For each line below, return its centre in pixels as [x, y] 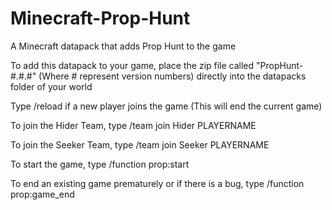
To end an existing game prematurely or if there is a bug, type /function [157, 183]
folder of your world [51, 86]
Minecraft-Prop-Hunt [100, 18]
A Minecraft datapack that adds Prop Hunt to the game [123, 46]
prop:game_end [42, 194]
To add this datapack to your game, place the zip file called [132, 65]
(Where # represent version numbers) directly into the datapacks [172, 76]
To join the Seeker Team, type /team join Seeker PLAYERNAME [140, 144]
